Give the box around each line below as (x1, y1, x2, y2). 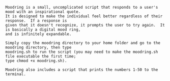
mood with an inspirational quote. (5, 9, 81, 14)
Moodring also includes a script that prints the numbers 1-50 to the (5, 67, 158, 72)
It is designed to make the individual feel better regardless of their (5, 14, 163, 19)
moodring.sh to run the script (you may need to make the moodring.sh (5, 49, 158, 55)
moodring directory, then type (5, 45, 72, 50)
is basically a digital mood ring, (5, 27, 81, 32)
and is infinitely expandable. (5, 32, 72, 37)
